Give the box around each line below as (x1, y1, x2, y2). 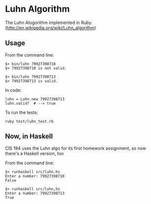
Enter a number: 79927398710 (5, 174, 65, 179)
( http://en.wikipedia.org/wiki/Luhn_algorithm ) (5, 24, 97, 30)
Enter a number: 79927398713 (5, 191, 65, 196)
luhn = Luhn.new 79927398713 (5, 96, 65, 101)
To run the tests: (5, 109, 38, 115)
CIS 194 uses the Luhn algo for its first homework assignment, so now (5, 145, 146, 151)
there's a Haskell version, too (5, 150, 64, 156)
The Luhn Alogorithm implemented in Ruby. (5, 20, 93, 25)
